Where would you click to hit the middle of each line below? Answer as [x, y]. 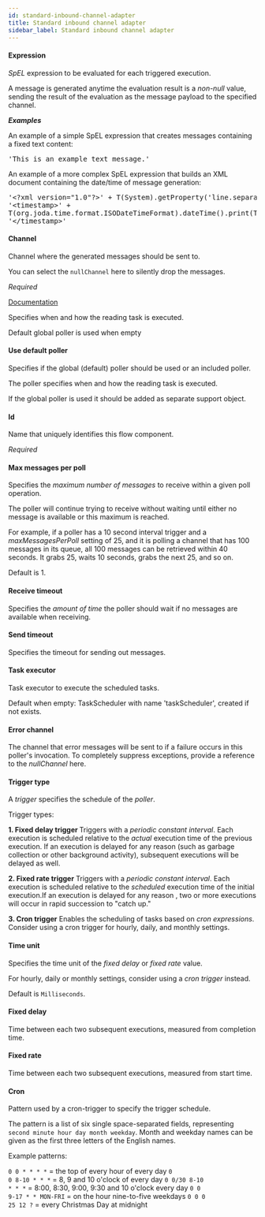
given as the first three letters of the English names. [92, 1141]
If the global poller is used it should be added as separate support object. [127, 398]
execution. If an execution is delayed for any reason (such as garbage [121, 847]
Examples [25, 120]
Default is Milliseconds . [47, 993]
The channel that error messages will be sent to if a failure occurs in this [125, 747]
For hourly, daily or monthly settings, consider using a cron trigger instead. [129, 978]
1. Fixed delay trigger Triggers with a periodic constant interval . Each [121, 830]
